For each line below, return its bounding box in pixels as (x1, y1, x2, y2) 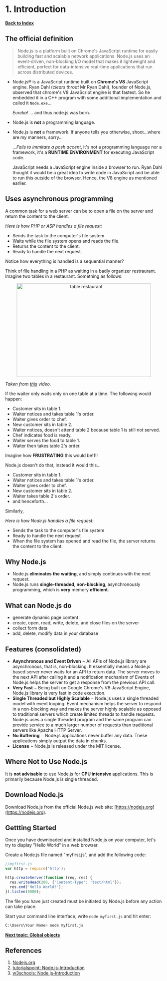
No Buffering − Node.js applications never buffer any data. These (12, 733, 148, 738)
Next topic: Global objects (5, 932, 60, 938)
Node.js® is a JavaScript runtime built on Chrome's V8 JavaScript (12, 78, 149, 84)
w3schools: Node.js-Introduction (12, 970, 80, 976)
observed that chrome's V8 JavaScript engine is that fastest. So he (12, 89, 151, 95)
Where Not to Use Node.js (5, 758, 88, 766)
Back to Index (5, 20, 34, 26)
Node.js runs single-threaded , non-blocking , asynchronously (12, 581, 141, 587)
